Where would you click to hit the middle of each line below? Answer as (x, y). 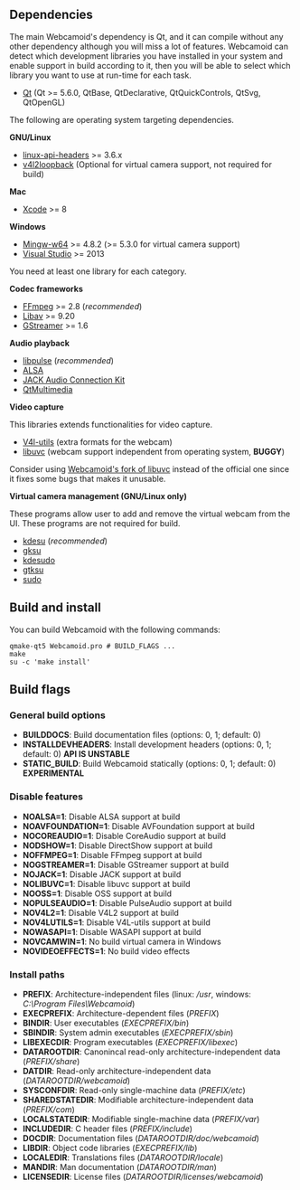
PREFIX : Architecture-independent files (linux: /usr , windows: (136, 994)
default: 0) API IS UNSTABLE (76, 754)
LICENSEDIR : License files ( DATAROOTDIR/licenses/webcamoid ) (143, 1176)
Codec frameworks (46, 288)
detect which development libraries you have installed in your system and (146, 56)
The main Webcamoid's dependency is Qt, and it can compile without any (146, 36)
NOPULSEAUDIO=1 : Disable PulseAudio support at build (127, 902)
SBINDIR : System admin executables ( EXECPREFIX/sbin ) (128, 1032)
